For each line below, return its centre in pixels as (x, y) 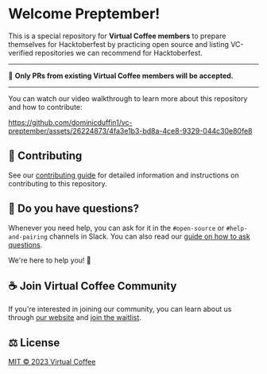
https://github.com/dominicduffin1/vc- (70, 122)
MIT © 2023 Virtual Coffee (52, 362)
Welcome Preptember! (84, 14)
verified (21, 53)
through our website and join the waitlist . (75, 318)
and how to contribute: (45, 107)
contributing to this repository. (58, 183)
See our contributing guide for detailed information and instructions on (124, 175)
